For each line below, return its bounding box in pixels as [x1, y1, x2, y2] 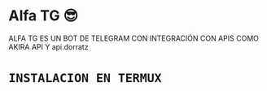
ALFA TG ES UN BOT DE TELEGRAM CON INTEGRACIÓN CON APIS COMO [8, 33, 259, 43]
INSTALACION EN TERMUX [8, 71, 162, 86]
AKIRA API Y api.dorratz [8, 41, 89, 51]
